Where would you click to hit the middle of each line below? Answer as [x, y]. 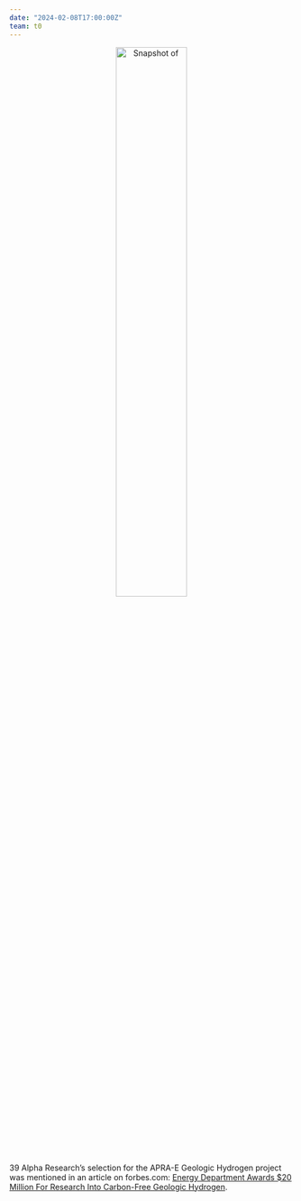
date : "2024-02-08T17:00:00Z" [66, 18]
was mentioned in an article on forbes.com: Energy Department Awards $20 [150, 1177]
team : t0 [26, 26]
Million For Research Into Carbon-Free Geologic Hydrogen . [119, 1187]
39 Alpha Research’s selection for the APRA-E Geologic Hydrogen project [146, 1168]
